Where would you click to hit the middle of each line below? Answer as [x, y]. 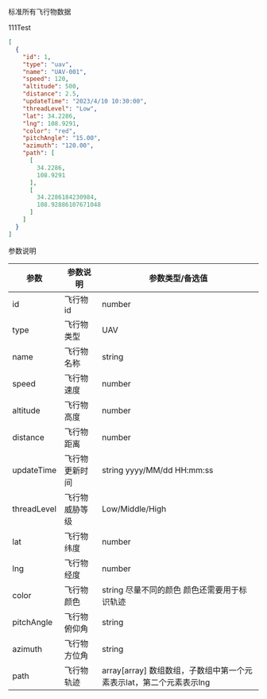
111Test [20, 27]
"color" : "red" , [50, 131]
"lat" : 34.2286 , [50, 116]
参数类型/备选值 [178, 278]
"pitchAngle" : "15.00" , [62, 138]
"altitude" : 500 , [51, 87]
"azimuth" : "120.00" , [58, 146]
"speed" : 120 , [46, 79]
